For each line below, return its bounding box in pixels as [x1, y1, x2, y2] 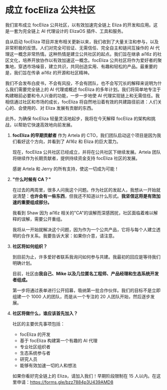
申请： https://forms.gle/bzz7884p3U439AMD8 [16, 379, 113, 385]
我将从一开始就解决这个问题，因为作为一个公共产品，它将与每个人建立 [12, 226, 157, 232]
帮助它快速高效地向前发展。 [18, 122, 75, 128]
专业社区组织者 [19, 343, 51, 350]
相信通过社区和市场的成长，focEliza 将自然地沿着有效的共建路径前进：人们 [5, 99, 158, 105]
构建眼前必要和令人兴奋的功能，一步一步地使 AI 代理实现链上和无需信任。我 [5, 92, 160, 98]
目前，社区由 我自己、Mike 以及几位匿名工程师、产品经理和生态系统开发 [12, 270, 159, 276]
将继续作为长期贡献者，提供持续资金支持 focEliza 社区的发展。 [12, 155, 140, 161]
